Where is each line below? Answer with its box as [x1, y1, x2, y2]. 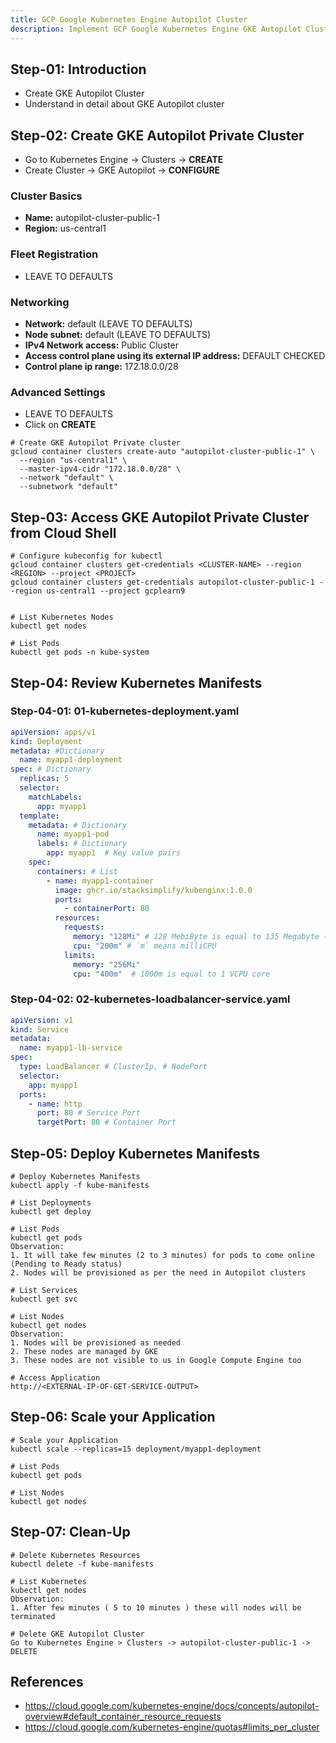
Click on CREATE [24, 419, 97, 431]
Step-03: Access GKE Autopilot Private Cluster [10, 509, 310, 526]
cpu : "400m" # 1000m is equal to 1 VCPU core [73, 969, 271, 979]
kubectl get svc [10, 1294, 78, 1305]
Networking [10, 295, 70, 309]
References [10, 1674, 84, 1691]
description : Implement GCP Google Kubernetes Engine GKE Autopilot [10, 24, 302, 34]
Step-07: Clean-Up [10, 1524, 131, 1541]
